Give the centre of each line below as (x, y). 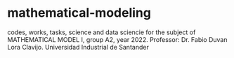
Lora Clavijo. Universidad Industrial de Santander (78, 47)
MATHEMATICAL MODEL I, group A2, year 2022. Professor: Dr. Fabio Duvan (117, 39)
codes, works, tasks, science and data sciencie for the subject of (102, 32)
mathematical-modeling (79, 13)
